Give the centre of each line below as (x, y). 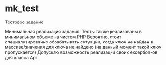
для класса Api (21, 57)
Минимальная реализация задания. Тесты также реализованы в (74, 31)
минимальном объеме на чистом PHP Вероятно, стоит (63, 37)
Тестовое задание (24, 22)
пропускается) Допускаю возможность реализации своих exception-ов (81, 52)
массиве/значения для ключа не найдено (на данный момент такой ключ (83, 47)
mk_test (22, 9)
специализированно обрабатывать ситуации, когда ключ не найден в (79, 42)
